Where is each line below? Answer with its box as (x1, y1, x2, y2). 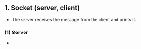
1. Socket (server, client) (4, 4, 80, 12)
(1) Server (4, 29, 28, 35)
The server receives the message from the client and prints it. (11, 16, 137, 22)
